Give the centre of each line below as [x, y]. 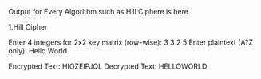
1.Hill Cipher [28, 27]
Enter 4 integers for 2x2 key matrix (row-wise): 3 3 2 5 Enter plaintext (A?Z [131, 42]
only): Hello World [38, 51]
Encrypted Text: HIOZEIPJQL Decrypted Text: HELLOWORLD [108, 66]
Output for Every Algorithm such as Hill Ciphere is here [99, 12]
